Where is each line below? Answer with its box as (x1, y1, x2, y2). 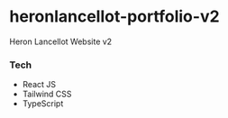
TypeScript (22, 98, 64, 109)
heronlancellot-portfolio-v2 (9, 6, 220, 27)
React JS (22, 79, 57, 90)
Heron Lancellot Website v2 (9, 36, 113, 47)
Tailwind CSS (22, 88, 72, 100)
